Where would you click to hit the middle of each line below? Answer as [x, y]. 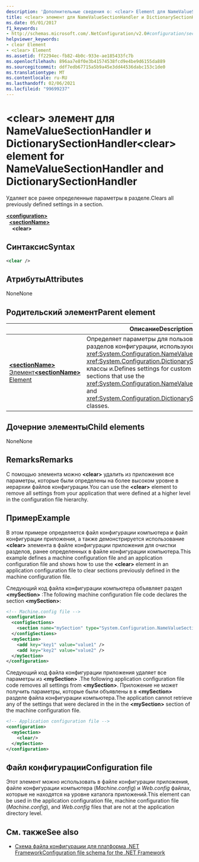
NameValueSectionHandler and [85, 169]
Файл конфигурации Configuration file [79, 767]
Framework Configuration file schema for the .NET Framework [90, 852]
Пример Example [38, 518]
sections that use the [115, 376]
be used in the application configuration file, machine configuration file [92, 801]
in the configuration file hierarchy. [47, 499]
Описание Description [161, 329]
